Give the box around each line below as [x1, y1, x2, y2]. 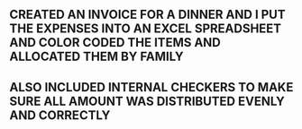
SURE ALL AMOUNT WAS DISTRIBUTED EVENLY [9, 93, 286, 108]
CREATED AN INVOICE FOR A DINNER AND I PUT [9, 7, 286, 22]
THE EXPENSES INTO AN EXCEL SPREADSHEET [9, 21, 282, 37]
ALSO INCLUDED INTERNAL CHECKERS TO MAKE [9, 80, 294, 95]
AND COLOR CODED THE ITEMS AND [9, 35, 221, 50]
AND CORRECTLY [9, 107, 111, 123]
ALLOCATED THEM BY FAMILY [9, 49, 184, 64]
